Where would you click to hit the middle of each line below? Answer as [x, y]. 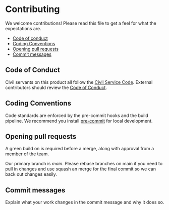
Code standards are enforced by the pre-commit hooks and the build [77, 115]
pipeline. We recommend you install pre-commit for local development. [79, 121]
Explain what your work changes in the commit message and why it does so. [85, 202]
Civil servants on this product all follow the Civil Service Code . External [79, 82]
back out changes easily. [31, 174]
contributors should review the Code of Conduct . [56, 87]
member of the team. [27, 154]
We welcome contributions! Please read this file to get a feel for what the [81, 23]
